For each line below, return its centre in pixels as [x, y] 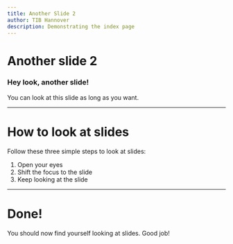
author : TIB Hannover [38, 20]
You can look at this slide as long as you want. [73, 97]
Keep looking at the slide [52, 179]
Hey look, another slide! [48, 82]
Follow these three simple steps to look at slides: [77, 151]
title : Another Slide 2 [42, 14]
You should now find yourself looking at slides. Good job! [88, 233]
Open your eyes [40, 164]
